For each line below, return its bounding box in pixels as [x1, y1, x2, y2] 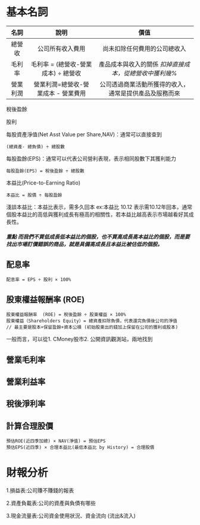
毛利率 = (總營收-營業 [30, 60, 92, 68]
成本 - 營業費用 [42, 89, 86, 97]
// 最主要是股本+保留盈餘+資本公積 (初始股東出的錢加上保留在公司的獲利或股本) [6, 324, 179, 330]
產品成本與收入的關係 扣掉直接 [99, 60, 185, 68]
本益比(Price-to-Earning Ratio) [6, 179, 81, 186]
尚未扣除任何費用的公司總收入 [102, 44, 186, 52]
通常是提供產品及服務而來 [108, 89, 180, 97]
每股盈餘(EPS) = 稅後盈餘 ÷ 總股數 [6, 168, 85, 174]
